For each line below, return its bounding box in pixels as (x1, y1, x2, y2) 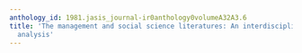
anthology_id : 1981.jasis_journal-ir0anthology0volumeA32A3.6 (9, 13, 247, 22)
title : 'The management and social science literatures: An (9, 22, 240, 31)
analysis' (17, 30, 54, 39)
